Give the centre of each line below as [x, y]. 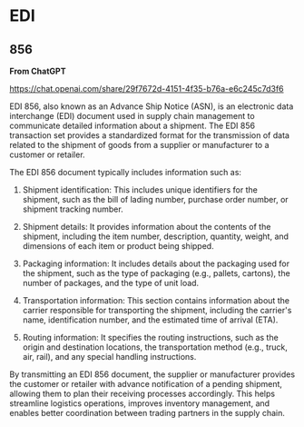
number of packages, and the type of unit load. [111, 283]
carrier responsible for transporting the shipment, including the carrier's [157, 310]
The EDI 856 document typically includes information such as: [126, 172]
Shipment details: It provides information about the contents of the [147, 227]
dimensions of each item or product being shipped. [118, 246]
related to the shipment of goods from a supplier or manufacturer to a [139, 145]
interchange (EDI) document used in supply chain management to [132, 116]
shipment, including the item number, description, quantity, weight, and [155, 236]
